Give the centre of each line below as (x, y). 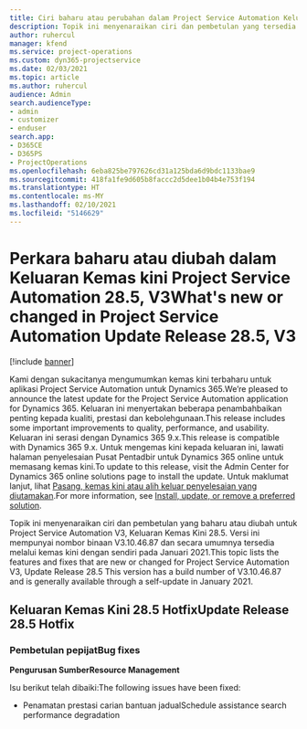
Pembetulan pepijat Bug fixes (75, 650)
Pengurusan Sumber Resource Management (95, 670)
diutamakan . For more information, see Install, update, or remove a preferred (152, 495)
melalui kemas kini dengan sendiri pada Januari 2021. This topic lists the (144, 552)
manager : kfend (38, 43)
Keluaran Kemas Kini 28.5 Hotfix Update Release (149, 610)
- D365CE (26, 145)
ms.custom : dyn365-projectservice (75, 60)
